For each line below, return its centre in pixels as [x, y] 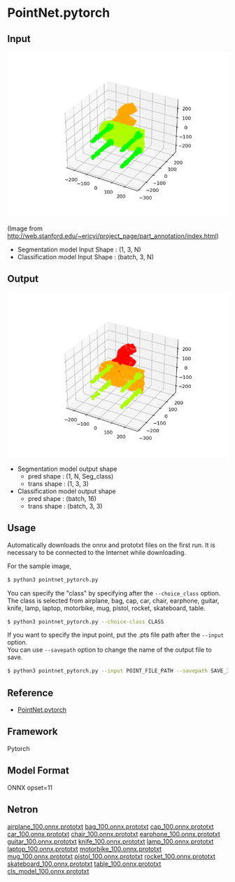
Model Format [38, 771]
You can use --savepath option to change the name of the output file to [109, 650]
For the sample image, [40, 566]
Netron [23, 809]
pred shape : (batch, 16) [62, 498]
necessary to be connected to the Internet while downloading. [97, 552]
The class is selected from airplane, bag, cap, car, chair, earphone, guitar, [113, 600]
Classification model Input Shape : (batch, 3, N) [85, 257]
